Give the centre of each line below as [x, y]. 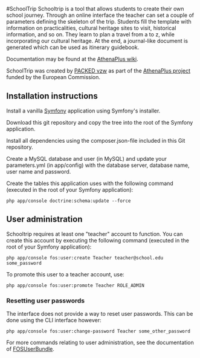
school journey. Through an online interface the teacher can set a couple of [100, 15]
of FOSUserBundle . [30, 349]
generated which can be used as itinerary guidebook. [73, 47]
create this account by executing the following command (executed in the [98, 240]
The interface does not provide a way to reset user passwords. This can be [100, 313]
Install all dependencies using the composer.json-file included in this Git [96, 140]
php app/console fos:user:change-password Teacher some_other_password [98, 331]
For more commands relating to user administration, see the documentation [100, 342]
